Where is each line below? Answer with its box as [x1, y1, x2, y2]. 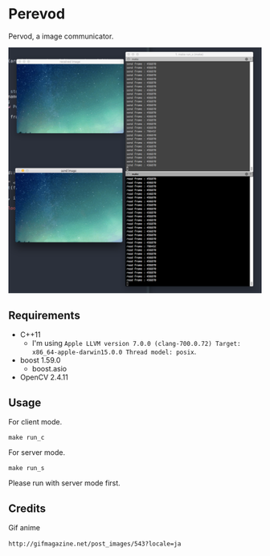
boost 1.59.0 [19, 355, 61, 365]
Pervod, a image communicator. [8, 31, 114, 41]
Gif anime [8, 523, 40, 533]
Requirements [8, 309, 80, 323]
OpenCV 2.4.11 [19, 372, 68, 382]
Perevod [8, 5, 66, 23]
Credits [8, 501, 47, 515]
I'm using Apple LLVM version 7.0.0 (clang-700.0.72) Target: [31, 339, 241, 348]
